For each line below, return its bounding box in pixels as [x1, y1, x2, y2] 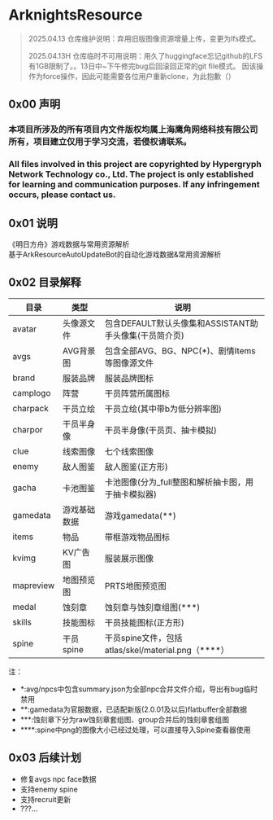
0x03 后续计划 [8, 751, 82, 765]
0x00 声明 [8, 98, 61, 112]
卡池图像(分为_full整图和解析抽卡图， [104, 476, 246, 488]
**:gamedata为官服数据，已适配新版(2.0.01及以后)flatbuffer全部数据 [19, 704, 248, 714]
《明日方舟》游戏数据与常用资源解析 [8, 239, 130, 249]
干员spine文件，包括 [104, 632, 183, 643]
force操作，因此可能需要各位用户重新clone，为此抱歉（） [42, 71, 236, 81]
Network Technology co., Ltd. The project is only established [8, 169, 254, 180]
